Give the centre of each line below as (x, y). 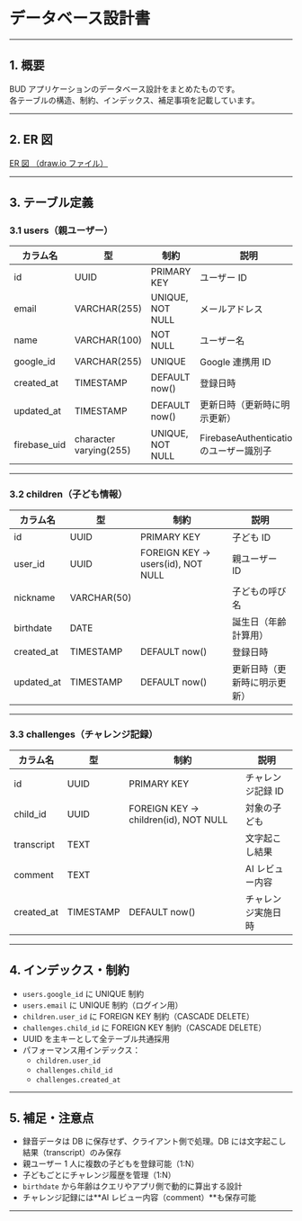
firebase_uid (40, 444)
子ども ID (252, 537)
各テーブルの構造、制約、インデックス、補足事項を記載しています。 (134, 100)
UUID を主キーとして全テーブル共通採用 (96, 1038)
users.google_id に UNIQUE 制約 (83, 993)
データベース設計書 (80, 18)
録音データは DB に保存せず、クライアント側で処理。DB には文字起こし (154, 1141)
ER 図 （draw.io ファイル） (59, 163)
